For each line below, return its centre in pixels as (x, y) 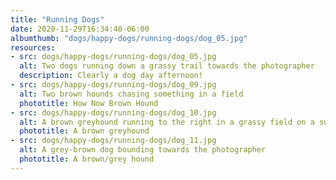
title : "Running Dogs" (57, 19)
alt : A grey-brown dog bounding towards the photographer (143, 150)
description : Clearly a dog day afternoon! (111, 76)
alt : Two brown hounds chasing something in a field (131, 94)
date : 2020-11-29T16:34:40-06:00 (80, 29)
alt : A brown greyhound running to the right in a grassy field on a (167, 122)
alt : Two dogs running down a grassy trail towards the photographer (167, 66)
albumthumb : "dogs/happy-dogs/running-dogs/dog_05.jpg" (129, 38)
